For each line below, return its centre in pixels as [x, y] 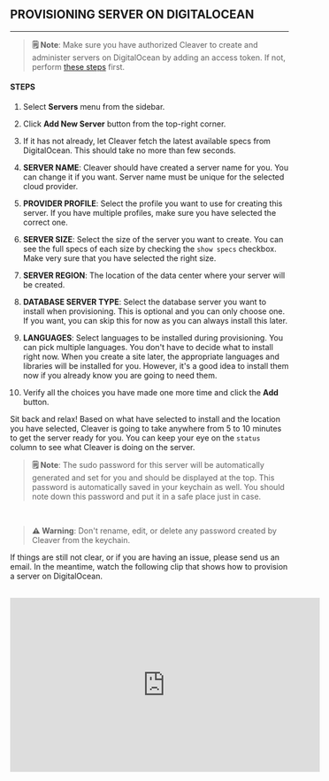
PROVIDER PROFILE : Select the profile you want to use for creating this [153, 203]
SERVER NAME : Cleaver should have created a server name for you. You [156, 168]
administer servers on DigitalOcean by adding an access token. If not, [159, 57]
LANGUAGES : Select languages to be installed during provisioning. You [153, 338]
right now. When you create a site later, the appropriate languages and [151, 356]
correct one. [46, 222]
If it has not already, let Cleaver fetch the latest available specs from [146, 142]
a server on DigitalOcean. [56, 576]
